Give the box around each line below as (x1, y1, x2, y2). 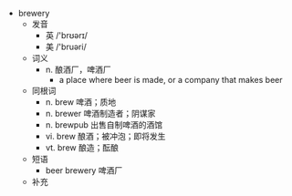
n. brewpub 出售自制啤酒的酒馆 (45, 119, 162, 130)
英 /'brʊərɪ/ (45, 30, 89, 40)
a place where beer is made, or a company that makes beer (58, 75, 283, 85)
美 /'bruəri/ (45, 41, 87, 52)
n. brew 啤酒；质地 (45, 97, 117, 108)
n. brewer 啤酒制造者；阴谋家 (45, 108, 156, 119)
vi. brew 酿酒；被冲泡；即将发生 (45, 131, 166, 141)
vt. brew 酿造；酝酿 (45, 142, 119, 153)
